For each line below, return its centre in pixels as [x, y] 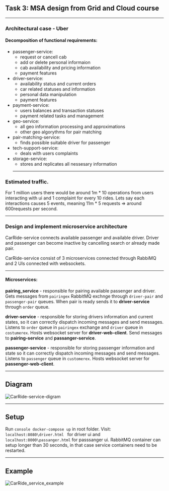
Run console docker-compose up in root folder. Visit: [58, 429]
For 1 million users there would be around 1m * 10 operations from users [79, 193]
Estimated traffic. [27, 182]
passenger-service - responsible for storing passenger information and [80, 347]
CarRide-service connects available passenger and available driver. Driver [82, 237]
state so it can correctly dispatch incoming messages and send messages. [82, 353]
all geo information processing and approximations [73, 126]
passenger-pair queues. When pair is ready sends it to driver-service [77, 301]
